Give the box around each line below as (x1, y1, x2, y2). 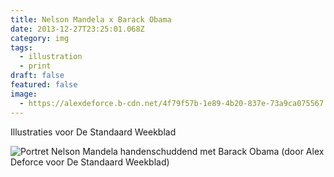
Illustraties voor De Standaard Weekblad (10, 126, 177, 138)
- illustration (19, 52, 83, 62)
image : (10, 89, 38, 99)
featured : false (10, 80, 78, 90)
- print (19, 61, 52, 71)
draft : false (10, 71, 65, 81)
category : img (10, 33, 70, 43)
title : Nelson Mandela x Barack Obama (10, 14, 172, 25)
